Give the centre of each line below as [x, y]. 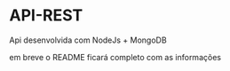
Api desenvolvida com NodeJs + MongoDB [88, 40]
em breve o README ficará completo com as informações [115, 57]
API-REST [46, 16]
